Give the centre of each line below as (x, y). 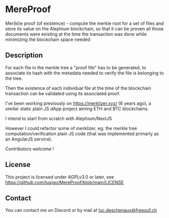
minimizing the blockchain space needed (48, 39)
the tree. (14, 78)
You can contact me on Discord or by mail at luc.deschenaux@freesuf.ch (81, 210)
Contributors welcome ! (30, 149)
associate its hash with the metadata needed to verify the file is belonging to (84, 73)
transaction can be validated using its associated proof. (63, 93)
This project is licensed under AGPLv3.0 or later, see (60, 177)
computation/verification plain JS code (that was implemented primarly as (82, 134)
